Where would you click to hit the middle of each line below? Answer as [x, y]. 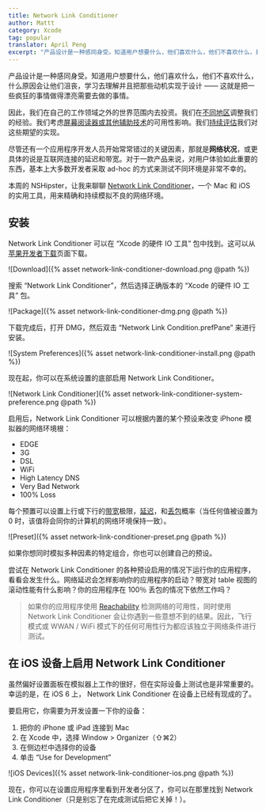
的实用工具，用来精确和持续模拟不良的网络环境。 [88, 195]
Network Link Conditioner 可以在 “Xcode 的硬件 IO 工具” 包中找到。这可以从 [132, 243]
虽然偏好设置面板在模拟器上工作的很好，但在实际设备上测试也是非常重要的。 [133, 684]
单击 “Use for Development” [65, 757]
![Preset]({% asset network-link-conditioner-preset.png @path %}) [118, 536]
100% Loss [38, 495]
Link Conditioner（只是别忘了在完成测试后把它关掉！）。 [99, 799]
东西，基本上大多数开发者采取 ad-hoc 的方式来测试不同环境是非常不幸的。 [129, 169]
